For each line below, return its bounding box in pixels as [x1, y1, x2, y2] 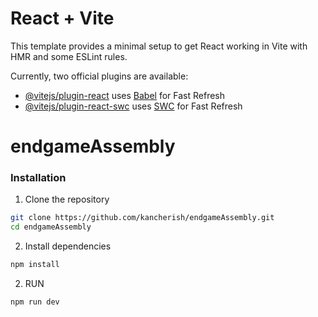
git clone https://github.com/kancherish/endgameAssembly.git [10, 213, 275, 223]
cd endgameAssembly [10, 222, 92, 232]
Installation [10, 171, 67, 185]
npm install [10, 260, 60, 270]
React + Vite [10, 7, 115, 30]
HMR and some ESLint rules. [10, 50, 128, 62]
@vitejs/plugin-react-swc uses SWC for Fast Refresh [24, 100, 243, 112]
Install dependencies [24, 240, 112, 252]
